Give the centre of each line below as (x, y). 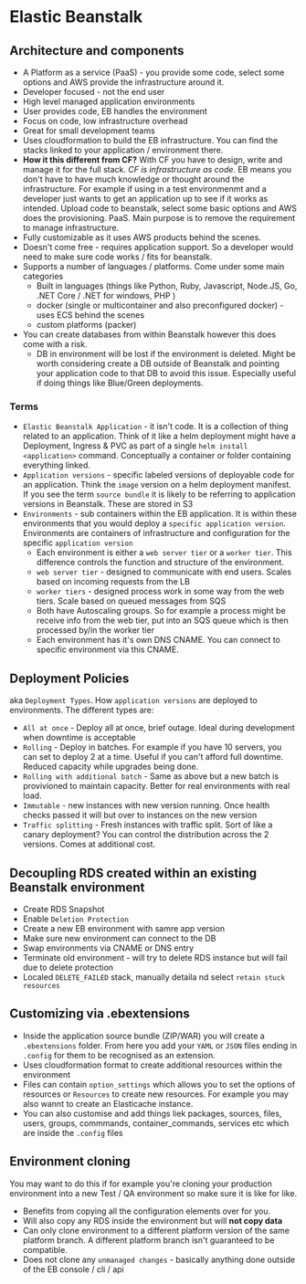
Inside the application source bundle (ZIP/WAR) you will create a (143, 1036)
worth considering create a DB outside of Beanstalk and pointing (158, 363)
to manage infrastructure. (71, 227)
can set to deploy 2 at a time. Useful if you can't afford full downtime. (153, 757)
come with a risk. (55, 344)
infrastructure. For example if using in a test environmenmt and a (144, 189)
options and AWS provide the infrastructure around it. (123, 82)
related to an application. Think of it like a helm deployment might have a (159, 437)
